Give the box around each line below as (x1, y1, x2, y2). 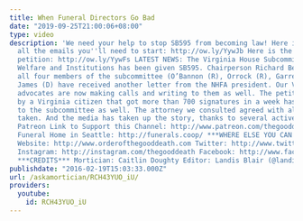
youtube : (17, 189, 50, 198)
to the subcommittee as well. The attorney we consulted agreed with (17, 106, 284, 115)
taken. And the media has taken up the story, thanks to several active (17, 114, 297, 123)
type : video (9, 30, 54, 39)
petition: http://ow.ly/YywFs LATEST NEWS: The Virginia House (17, 55, 260, 64)
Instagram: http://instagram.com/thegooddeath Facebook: (17, 147, 236, 156)
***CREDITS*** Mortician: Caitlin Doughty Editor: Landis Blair (17, 155, 264, 165)
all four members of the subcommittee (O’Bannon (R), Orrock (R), (17, 72, 272, 81)
